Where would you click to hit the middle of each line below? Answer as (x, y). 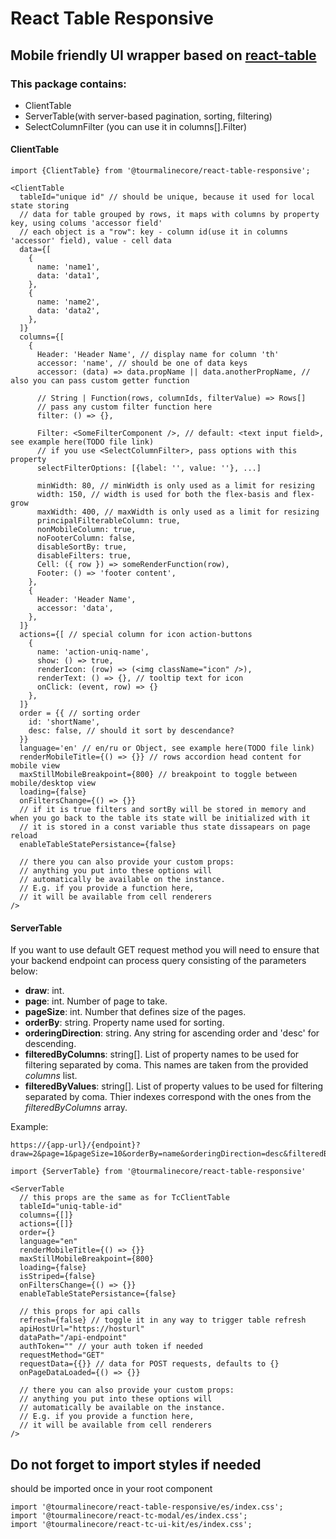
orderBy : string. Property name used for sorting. (124, 1023)
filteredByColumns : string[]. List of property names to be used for (162, 1054)
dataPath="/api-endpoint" (73, 1338)
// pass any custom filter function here (124, 407)
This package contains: (68, 84)
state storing (40, 206)
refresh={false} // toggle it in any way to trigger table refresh (163, 1320)
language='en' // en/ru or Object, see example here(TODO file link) (167, 748)
